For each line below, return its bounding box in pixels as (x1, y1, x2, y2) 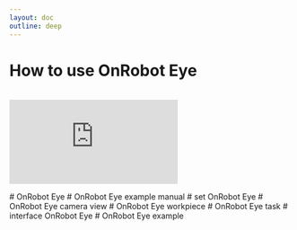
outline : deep (9, 22, 63, 31)
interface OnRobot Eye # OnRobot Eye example (9, 210, 184, 221)
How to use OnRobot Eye (9, 60, 197, 81)
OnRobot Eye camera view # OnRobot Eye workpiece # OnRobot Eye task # (9, 201, 289, 212)
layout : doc (9, 13, 54, 22)
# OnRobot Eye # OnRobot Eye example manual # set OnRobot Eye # (9, 191, 264, 202)
